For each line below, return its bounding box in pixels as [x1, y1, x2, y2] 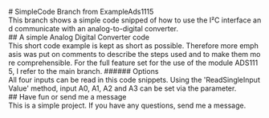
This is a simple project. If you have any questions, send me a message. [8, 100, 247, 110]
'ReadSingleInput [203, 75, 261, 84]
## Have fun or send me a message [8, 92, 127, 101]
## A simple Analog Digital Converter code [8, 32, 150, 42]
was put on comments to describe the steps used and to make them [22, 50, 249, 59]
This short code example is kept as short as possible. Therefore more [8, 41, 238, 51]
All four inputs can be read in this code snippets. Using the [8, 75, 202, 84]
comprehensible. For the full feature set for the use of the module [17, 58, 234, 67]
